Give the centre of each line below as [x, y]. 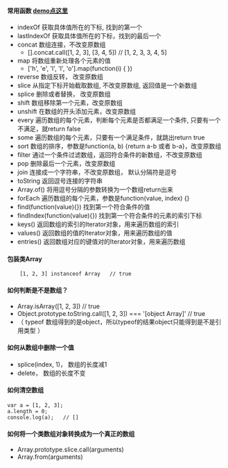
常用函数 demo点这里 [37, 10]
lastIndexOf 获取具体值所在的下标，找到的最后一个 [89, 36]
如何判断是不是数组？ [37, 290]
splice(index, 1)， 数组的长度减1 [62, 364]
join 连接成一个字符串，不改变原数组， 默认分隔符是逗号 [97, 172]
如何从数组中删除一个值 [41, 348]
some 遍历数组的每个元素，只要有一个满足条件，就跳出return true [111, 137]
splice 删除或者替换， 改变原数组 [64, 94]
